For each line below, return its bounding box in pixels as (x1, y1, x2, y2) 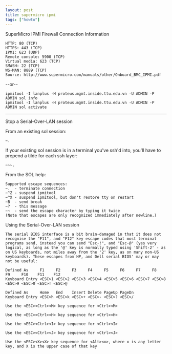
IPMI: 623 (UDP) (5, 50, 40, 55)
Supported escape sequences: (5, 181, 68, 187)
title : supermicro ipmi (5, 12, 56, 17)
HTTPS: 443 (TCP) (5, 46, 42, 51)
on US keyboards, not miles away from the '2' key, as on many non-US (5, 249, 159, 255)
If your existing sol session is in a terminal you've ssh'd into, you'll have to (5, 147, 161, 154)
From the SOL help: (5, 172, 46, 178)
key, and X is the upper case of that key (5, 344, 97, 349)
